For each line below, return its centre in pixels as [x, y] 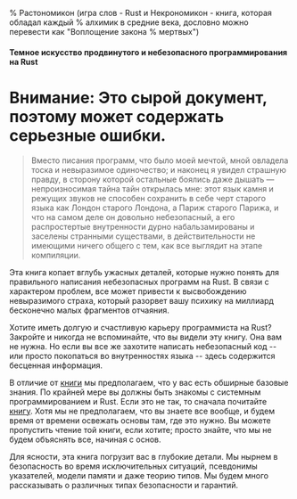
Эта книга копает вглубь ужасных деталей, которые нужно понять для [144, 272]
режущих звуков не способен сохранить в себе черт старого [148, 198]
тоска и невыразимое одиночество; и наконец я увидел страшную [159, 169]
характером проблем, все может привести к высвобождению [128, 291]
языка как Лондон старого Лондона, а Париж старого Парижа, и [155, 208]
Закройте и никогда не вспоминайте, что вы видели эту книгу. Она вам [146, 337]
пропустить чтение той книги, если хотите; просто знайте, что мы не [140, 429]
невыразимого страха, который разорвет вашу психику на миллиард [142, 300]
